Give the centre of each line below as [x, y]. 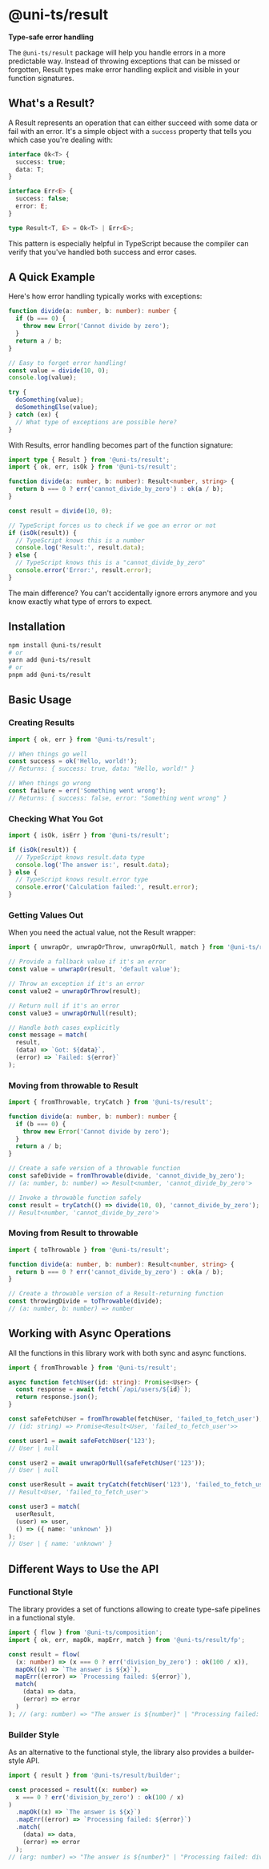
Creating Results [41, 723]
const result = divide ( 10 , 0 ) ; [60, 511]
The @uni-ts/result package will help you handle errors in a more [117, 52]
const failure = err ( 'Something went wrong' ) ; [87, 791]
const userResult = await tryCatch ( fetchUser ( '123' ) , [100, 1485]
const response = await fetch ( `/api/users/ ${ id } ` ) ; [104, 1389]
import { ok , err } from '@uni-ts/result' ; [82, 740]
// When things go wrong [50, 784]
